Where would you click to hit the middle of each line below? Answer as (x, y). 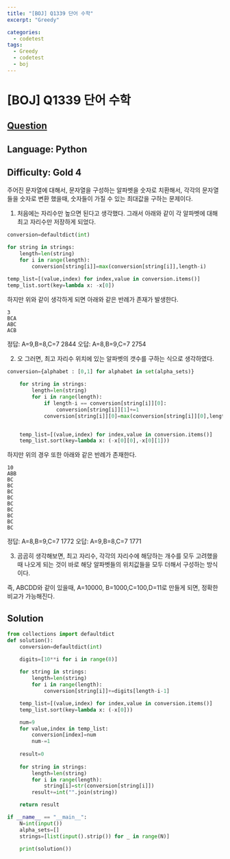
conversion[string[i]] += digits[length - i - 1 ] (106, 691)
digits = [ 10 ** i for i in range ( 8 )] (68, 659)
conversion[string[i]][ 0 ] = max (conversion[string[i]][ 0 (124, 416)
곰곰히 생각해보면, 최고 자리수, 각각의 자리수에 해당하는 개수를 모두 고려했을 (117, 556)
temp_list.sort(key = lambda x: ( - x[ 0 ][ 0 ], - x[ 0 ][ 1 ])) (94, 441)
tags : (15, 45)
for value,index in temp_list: (64, 729)
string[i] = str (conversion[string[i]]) (99, 786)
